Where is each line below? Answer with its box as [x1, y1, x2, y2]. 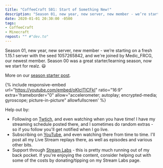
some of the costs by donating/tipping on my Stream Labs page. [12, 157, 141, 163]
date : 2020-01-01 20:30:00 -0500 [5, 16, 73, 21]
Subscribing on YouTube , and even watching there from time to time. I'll [12, 132, 155, 137]
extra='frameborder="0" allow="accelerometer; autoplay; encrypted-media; [5, 92, 158, 98]
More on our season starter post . [5, 72, 71, 78]
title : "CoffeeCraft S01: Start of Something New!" [5, 7, 112, 12]
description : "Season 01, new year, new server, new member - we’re [5, 12, 147, 17]
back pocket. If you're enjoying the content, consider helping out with [12, 152, 151, 158]
